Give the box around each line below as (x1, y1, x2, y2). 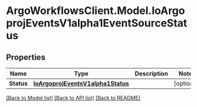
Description (134, 70, 168, 77)
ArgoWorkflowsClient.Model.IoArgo (6, 4, 185, 18)
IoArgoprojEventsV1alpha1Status (33, 80, 130, 87)
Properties (6, 52, 46, 62)
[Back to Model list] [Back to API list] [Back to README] (6, 95, 141, 101)
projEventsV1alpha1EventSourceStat (6, 16, 188, 30)
